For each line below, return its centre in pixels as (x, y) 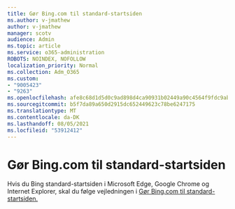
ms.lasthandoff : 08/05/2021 (48, 124)
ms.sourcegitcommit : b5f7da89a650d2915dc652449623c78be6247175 (101, 104)
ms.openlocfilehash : (37, 98)
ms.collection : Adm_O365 (43, 72)
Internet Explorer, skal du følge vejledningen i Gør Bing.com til (96, 192)
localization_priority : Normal (53, 65)
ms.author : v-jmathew (39, 20)
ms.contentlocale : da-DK (43, 117)
